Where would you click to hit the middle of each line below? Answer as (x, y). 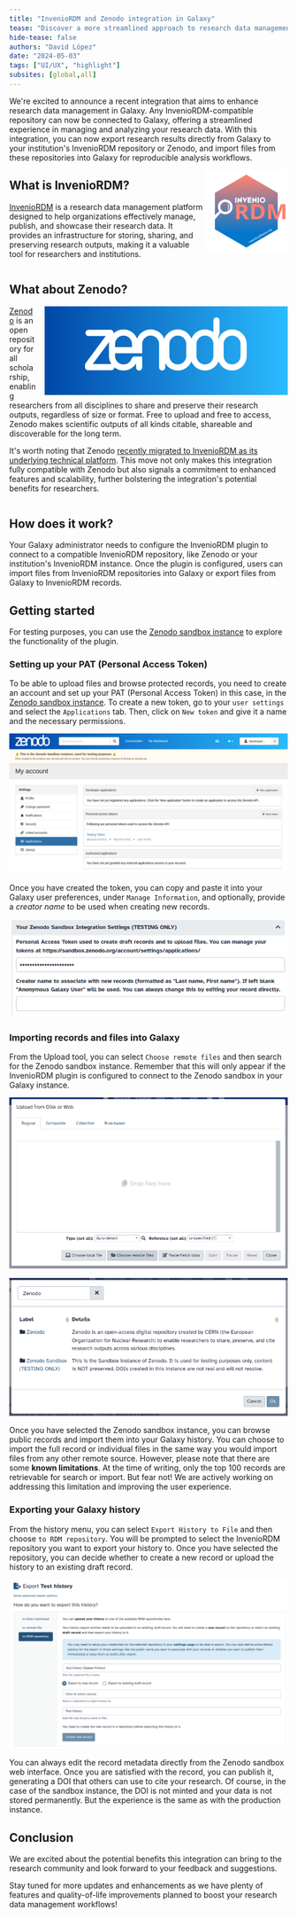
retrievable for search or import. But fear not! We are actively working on (141, 1477)
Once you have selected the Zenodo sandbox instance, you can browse (140, 1431)
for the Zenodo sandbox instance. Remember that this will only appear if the (147, 1066)
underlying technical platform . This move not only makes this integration (141, 460)
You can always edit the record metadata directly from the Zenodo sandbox (147, 1763)
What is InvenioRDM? (69, 186)
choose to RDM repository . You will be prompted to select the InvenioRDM (145, 1539)
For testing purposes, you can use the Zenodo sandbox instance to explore (146, 632)
